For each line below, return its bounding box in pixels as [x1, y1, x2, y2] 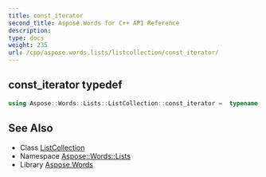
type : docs [8, 33, 45, 42]
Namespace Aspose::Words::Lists [19, 151, 131, 160]
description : [8, 26, 52, 34]
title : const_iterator [8, 11, 84, 20]
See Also [8, 121, 53, 136]
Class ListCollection [19, 143, 85, 152]
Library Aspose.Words [19, 159, 94, 169]
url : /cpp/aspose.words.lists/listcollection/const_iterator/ [8, 49, 219, 57]
